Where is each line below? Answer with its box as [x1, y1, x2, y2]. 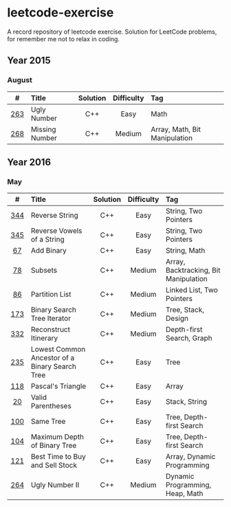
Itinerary [30, 333, 58, 343]
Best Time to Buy [30, 452, 86, 462]
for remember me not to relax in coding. [7, 34, 120, 43]
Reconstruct [30, 325, 71, 335]
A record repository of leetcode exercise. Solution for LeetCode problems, [7, 27, 217, 36]
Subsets [30, 266, 57, 275]
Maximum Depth [30, 432, 85, 442]
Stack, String [166, 397, 208, 407]
